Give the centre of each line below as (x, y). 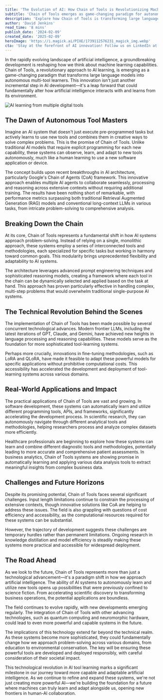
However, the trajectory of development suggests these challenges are (76, 529)
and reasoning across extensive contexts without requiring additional (74, 188)
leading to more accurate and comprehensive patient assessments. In (75, 452)
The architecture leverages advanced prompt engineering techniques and (79, 271)
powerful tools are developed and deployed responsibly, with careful (73, 653)
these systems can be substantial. (39, 520)
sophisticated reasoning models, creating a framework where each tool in (79, 276)
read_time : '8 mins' (26, 28)
